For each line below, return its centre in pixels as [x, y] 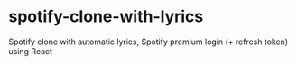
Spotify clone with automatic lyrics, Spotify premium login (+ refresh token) [148, 42]
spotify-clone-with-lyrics [106, 17]
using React [31, 51]
